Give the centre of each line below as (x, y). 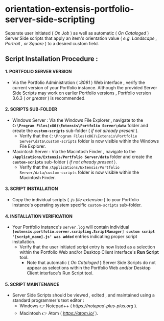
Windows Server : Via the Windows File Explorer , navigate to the (78, 120)
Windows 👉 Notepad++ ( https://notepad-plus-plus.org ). (78, 306)
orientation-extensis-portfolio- (70, 9)
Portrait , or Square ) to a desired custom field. (52, 43)
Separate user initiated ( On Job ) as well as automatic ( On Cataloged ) (77, 33)
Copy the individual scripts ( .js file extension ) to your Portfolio (76, 199)
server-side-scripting (50, 19)
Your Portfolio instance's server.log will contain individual (71, 227)
